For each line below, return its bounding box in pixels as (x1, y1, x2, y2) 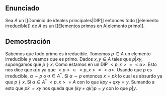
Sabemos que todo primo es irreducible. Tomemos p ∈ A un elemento (5, 50, 151, 57)
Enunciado (5, 4, 40, 13)
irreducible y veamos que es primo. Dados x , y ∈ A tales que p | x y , (5, 56, 143, 62)
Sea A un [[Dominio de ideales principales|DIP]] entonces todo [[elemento (5, 17, 159, 23)
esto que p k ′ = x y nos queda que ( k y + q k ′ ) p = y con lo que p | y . (5, 84, 137, 91)
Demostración (5, 37, 51, 46)
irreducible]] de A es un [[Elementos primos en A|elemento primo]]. (5, 23, 145, 29)
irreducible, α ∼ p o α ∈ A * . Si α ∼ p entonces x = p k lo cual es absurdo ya (5, 72, 162, 79)
